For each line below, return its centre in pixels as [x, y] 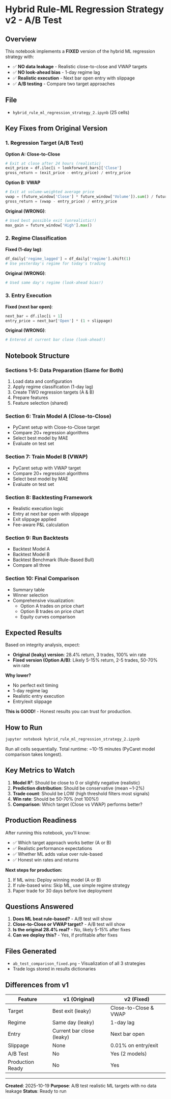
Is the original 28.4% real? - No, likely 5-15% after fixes [72, 930]
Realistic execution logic [38, 508]
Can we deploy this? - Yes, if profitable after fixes [65, 935]
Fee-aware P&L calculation [41, 525]
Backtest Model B [31, 555]
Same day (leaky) [74, 1023]
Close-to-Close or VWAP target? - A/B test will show [69, 924]
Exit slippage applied [35, 519]
